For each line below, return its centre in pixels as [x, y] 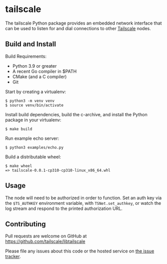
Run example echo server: [32, 138]
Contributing [25, 224]
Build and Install [31, 44]
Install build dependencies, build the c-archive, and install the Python [76, 114]
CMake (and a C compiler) [39, 77]
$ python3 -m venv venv [30, 101]
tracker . [13, 256]
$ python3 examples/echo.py [34, 147]
